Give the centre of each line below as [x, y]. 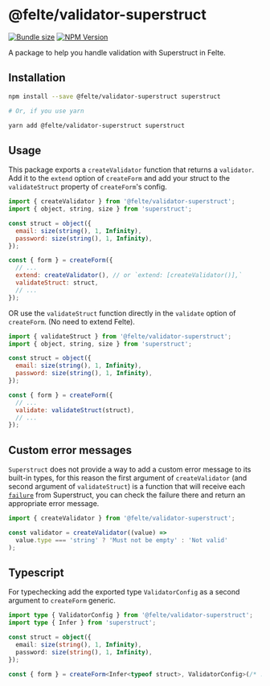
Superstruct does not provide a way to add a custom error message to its [130, 470]
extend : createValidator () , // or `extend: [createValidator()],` [129, 276]
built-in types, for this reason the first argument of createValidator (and [128, 478]
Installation [37, 78]
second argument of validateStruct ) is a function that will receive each [127, 487]
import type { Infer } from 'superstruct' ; [82, 623]
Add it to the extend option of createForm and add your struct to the [119, 178]
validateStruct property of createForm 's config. [88, 187]
